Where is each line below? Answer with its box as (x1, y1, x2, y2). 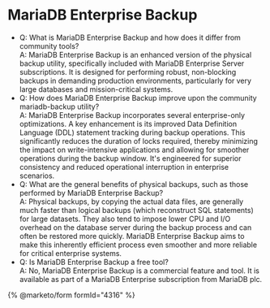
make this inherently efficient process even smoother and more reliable (19, 240, 257, 249)
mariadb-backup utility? (19, 102, 100, 111)
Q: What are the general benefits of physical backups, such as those (19, 179, 249, 189)
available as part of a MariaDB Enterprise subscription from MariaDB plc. (19, 274, 263, 284)
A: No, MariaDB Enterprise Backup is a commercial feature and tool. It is (19, 266, 260, 275)
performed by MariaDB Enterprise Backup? (19, 188, 164, 197)
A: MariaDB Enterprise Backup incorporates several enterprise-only (19, 110, 245, 119)
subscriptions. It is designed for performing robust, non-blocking (19, 67, 237, 76)
